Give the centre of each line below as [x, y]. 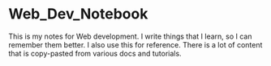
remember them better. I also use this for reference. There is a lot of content [135, 44]
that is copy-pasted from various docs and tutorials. [95, 53]
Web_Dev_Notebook [78, 14]
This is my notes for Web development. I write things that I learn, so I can [130, 36]
